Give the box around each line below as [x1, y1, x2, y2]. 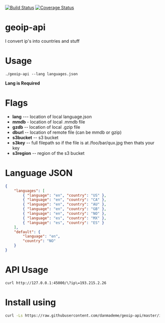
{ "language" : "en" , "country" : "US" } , [23, 193, 107, 198]
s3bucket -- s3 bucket [12, 134, 59, 140]
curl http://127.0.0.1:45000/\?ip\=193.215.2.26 [5, 280, 107, 285]
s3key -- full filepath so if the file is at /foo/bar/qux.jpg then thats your [12, 140, 155, 146]
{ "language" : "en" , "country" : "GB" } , [23, 206, 107, 211]
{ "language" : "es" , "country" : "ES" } [23, 220, 105, 225]
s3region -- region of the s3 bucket [12, 150, 85, 156]
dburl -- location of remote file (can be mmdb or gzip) [12, 129, 122, 135]
